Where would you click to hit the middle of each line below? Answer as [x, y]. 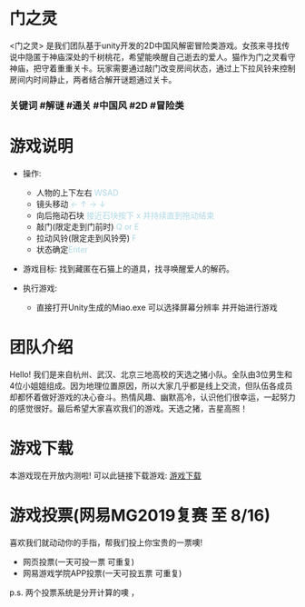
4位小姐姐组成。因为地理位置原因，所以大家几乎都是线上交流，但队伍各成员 [151, 385]
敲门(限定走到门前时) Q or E [88, 226]
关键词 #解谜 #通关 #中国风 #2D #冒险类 [97, 105]
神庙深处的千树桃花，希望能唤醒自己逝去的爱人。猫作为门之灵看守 [172, 56]
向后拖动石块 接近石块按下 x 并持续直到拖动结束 [125, 215]
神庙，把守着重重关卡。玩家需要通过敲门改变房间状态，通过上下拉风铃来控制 [152, 68]
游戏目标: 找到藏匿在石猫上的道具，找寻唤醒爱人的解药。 [128, 268]
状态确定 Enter [62, 249]
